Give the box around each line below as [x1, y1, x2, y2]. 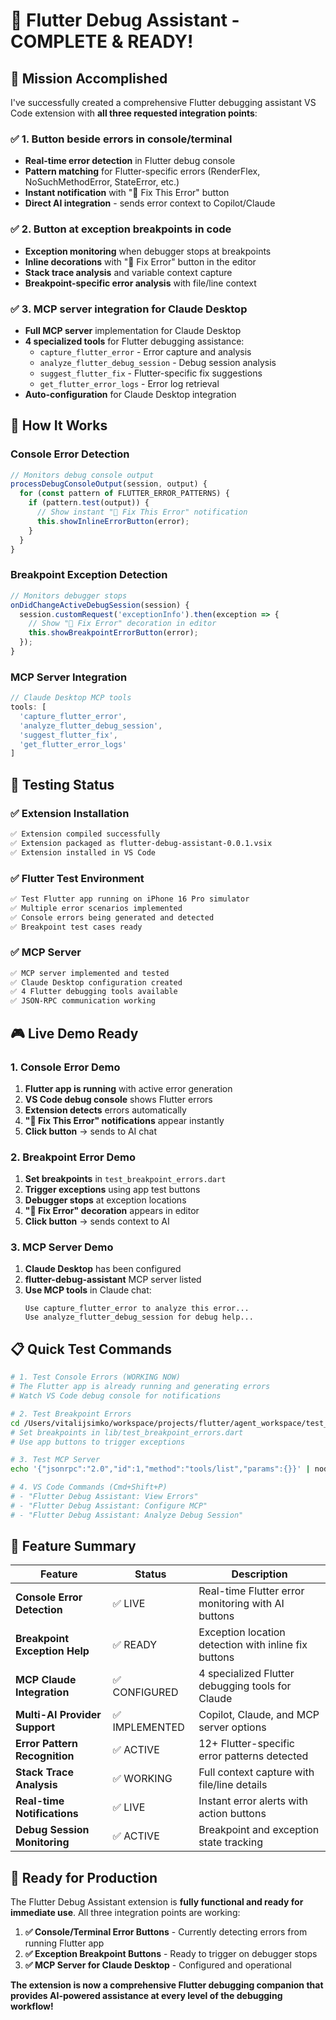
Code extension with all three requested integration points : [10, 107, 258, 119]
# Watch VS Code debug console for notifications [10, 1391, 222, 1401]
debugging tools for [198, 1679, 292, 1693]
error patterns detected [198, 1749, 309, 1763]
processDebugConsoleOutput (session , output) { [10, 479, 208, 489]
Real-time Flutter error [198, 1584, 305, 1598]
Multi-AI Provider [15, 1708, 102, 1722]
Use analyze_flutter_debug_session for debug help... [24, 1312, 254, 1323]
